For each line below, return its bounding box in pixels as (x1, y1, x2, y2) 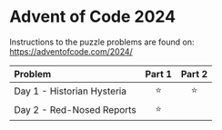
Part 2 (180, 67, 208, 80)
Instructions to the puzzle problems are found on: (9, 36, 195, 47)
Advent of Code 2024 (9, 6, 176, 27)
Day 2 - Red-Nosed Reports (14, 104, 136, 116)
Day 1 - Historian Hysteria (14, 85, 127, 97)
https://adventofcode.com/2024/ (9, 45, 134, 56)
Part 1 (145, 67, 173, 80)
